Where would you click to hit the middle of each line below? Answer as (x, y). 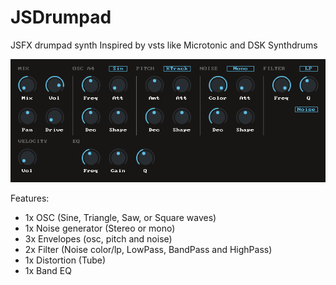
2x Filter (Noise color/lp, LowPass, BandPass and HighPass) (148, 249)
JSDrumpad (61, 17)
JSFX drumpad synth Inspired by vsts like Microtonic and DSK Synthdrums (164, 45)
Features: (30, 198)
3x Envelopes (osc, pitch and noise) (98, 238)
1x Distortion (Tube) (65, 260)
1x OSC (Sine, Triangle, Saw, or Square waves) (120, 217)
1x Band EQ (48, 270)
